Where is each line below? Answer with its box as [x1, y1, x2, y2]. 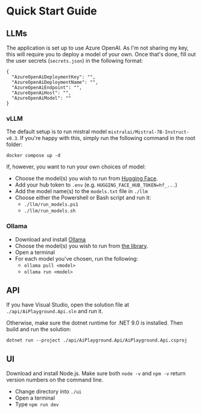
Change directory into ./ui [14, 388, 82, 395]
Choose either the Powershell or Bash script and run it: [14, 194, 151, 202]
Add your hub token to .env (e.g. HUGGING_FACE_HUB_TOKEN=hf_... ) [14, 181, 178, 188]
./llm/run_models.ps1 [24, 202, 78, 208]
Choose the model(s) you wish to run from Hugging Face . [14, 175, 158, 182]
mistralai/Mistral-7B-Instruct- [108, 129, 190, 135]
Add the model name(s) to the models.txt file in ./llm [14, 188, 148, 195]
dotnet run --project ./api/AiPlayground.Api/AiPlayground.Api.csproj [6, 337, 188, 343]
